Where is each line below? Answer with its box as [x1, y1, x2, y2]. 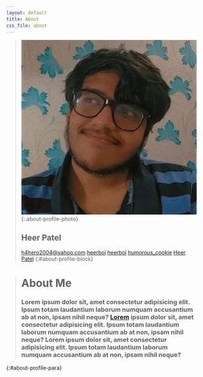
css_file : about [6, 22, 47, 28]
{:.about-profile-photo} [21, 215, 79, 223]
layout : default [6, 10, 47, 16]
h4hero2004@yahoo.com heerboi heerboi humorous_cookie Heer [21, 249, 186, 256]
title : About [6, 16, 39, 22]
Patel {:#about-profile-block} [21, 255, 94, 262]
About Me [21, 276, 72, 290]
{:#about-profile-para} [6, 364, 62, 372]
